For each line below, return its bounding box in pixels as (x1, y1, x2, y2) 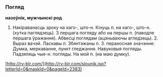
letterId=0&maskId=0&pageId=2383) (5, 66, 82, 72)
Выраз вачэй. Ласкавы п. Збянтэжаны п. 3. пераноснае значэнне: (12, 40, 155, 46)
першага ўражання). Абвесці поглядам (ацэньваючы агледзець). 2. (12, 35, 158, 41)
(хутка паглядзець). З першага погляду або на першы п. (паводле (12, 30, 154, 36)
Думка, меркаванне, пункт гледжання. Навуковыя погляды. (12, 46, 142, 52)
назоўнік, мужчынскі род (5, 15, 62, 21)
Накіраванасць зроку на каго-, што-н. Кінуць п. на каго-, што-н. (12, 24, 151, 30)
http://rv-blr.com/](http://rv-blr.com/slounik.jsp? (7, 61, 106, 67)
